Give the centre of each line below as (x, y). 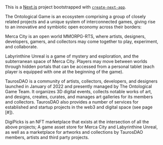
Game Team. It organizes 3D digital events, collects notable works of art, (79, 92)
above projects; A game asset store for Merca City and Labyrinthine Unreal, (81, 127)
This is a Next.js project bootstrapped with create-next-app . (66, 7)
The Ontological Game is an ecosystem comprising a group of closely (76, 16)
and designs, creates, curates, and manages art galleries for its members (79, 97)
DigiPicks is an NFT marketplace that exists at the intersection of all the (77, 122)
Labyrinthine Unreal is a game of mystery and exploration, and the (72, 56)
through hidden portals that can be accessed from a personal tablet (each (80, 66)
